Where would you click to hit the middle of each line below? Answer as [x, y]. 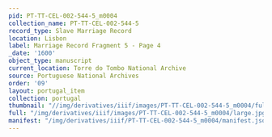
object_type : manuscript [50, 61]
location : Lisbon [38, 38]
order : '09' [28, 83]
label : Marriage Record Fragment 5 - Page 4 [85, 46]
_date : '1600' [32, 53]
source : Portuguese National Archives [74, 76]
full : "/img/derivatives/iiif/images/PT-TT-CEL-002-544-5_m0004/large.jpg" [139, 114]
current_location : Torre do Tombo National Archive [97, 68]
